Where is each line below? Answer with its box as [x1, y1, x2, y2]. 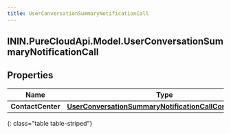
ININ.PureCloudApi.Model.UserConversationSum [7, 36, 223, 47]
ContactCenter [10, 101, 60, 111]
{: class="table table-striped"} [7, 119, 93, 127]
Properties [7, 69, 54, 81]
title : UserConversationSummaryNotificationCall [7, 10, 149, 17]
